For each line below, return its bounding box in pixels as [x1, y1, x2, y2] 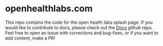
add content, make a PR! [5, 35, 56, 41]
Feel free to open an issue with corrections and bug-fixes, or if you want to [5, 30, 159, 36]
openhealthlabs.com [5, 3, 93, 14]
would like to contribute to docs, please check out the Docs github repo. [5, 24, 153, 30]
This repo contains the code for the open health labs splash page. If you [5, 19, 153, 25]
